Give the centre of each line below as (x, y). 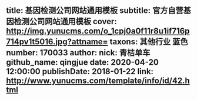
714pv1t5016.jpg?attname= (57, 42)
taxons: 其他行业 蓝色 (149, 42)
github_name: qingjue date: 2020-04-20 (82, 63)
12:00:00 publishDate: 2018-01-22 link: (80, 71)
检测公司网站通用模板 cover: (66, 21)
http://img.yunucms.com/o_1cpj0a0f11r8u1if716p (98, 31)
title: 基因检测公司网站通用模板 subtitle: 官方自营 (95, 11)
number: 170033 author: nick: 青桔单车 (78, 53)
